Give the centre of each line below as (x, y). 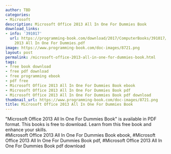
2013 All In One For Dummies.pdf (50, 43)
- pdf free (17, 81)
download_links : (22, 29)
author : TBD (18, 10)
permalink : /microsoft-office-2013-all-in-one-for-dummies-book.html (81, 57)
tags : (11, 62)
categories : (18, 15)
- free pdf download (27, 72)
